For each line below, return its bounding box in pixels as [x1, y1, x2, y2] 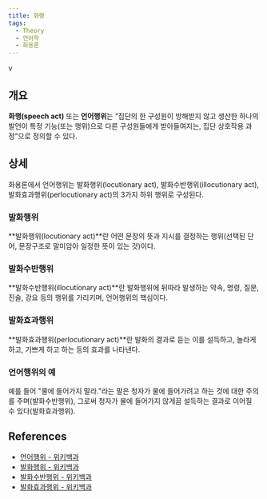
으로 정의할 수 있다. [18, 131, 78, 141]
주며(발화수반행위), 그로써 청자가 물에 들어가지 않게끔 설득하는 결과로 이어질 [16, 396, 253, 405]
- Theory [15, 26, 45, 34]
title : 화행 [8, 11, 46, 20]
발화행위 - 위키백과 [19, 461, 80, 472]
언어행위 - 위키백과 [19, 452, 80, 461]
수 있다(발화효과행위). [8, 405, 76, 416]
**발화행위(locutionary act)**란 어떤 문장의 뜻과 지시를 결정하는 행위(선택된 [8, 231, 246, 241]
